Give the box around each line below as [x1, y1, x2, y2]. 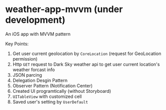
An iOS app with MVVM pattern [5, 31, 71, 37]
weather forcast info [12, 67, 55, 73]
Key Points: [5, 40, 29, 46]
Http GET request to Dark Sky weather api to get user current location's [12, 61, 160, 67]
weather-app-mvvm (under [5, 4, 123, 15]
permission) [12, 56, 38, 62]
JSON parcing [12, 72, 42, 78]
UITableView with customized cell [12, 93, 82, 99]
